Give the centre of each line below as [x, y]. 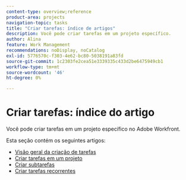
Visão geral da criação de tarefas [55, 152]
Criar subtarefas [35, 165]
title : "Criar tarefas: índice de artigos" [61, 28]
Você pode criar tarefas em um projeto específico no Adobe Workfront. [93, 129]
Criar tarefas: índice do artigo [81, 113]
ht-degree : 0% [24, 78]
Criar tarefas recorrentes [45, 171]
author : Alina [24, 39]
